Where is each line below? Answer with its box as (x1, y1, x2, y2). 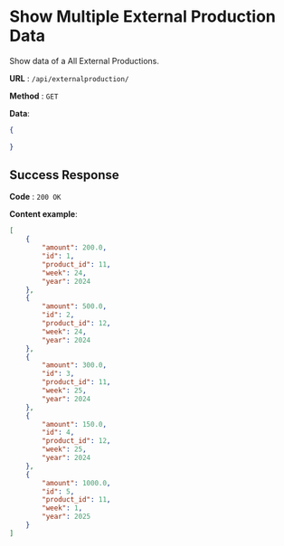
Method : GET (9, 90, 59, 101)
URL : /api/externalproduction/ (9, 72, 129, 83)
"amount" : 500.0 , (42, 302, 107, 311)
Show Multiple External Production (9, 6, 276, 27)
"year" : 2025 (42, 513, 91, 522)
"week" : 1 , (42, 504, 83, 513)
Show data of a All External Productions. (9, 55, 160, 66)
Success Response (9, 167, 119, 183)
